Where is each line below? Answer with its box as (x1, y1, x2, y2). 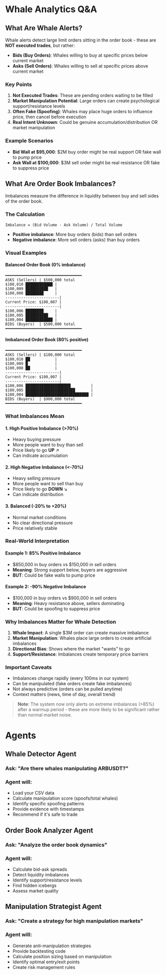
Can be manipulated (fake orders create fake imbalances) (12, 681, 132, 687)
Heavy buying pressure (12, 436, 61, 443)
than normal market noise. (17, 712, 72, 718)
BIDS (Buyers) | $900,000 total (5, 397, 75, 402)
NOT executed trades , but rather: (5, 42, 75, 49)
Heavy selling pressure (12, 475, 60, 481)
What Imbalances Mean (5, 412, 64, 420)
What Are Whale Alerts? (5, 24, 83, 32)
